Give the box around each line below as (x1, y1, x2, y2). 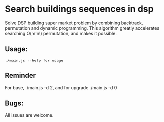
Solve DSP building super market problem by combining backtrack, (5, 20, 143, 26)
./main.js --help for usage (5, 58, 64, 63)
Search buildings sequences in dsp (5, 3, 154, 15)
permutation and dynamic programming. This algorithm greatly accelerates (5, 25, 160, 31)
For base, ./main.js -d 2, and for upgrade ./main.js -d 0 (5, 84, 117, 90)
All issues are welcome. (5, 112, 54, 118)
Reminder (5, 71, 36, 80)
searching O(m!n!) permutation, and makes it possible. (5, 30, 117, 36)
